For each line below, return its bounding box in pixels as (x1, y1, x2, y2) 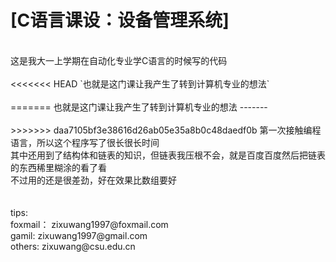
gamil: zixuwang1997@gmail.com (10, 229, 148, 241)
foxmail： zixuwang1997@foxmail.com (10, 218, 169, 230)
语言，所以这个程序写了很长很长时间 (10, 136, 160, 148)
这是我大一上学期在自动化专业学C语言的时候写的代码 (10, 54, 228, 66)
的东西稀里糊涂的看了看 (10, 161, 107, 173)
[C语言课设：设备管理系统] (10, 9, 230, 32)
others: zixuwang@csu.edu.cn (10, 240, 136, 252)
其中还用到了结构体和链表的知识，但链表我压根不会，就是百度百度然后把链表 (10, 149, 326, 161)
